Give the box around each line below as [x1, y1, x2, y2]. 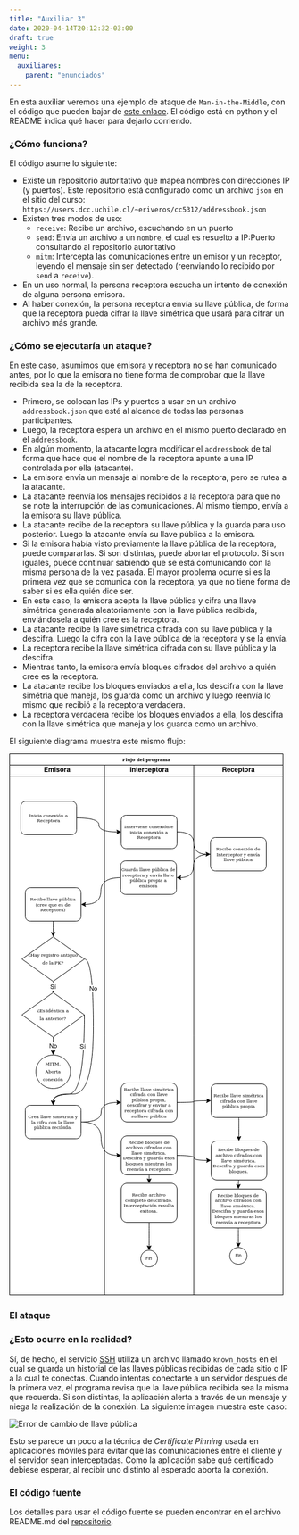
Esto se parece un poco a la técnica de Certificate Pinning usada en [9, 1435, 259, 1446]
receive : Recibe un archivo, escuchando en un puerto [35, 223, 234, 234]
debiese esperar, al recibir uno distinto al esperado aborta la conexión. [9, 1464, 270, 1474]
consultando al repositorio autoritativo [35, 242, 176, 253]
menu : [9, 52, 29, 62]
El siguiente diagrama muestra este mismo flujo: [9, 736, 186, 747]
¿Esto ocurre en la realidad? [9, 1333, 132, 1346]
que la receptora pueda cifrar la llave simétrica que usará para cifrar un [21, 308, 285, 319]
